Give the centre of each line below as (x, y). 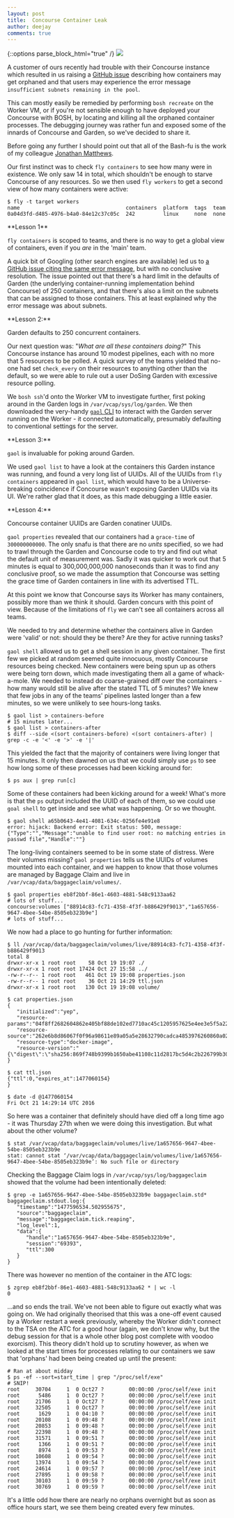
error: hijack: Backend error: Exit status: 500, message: (95, 827)
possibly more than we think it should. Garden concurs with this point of (110, 602)
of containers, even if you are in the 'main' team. (77, 248)
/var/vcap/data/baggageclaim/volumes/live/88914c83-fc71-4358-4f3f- (124, 945)
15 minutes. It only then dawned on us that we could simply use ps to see (112, 760)
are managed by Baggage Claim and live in (69, 875)
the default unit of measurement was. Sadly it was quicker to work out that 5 (117, 559)
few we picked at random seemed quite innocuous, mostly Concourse (108, 659)
